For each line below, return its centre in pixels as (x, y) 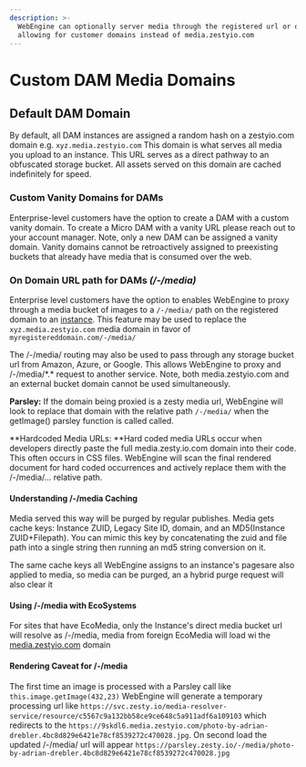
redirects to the (38, 725)
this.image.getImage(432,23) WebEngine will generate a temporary (136, 696)
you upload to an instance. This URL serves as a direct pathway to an (139, 155)
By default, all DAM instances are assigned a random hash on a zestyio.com (152, 135)
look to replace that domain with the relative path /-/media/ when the (139, 410)
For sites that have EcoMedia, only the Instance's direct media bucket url (146, 626)
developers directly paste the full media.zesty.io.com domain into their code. (153, 448)
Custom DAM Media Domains (122, 80)
